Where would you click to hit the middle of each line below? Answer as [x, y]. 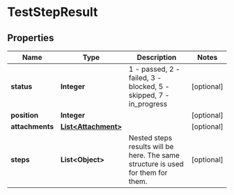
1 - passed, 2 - [154, 69]
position [25, 115]
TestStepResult [53, 12]
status [22, 86]
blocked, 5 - [149, 86]
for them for [148, 173]
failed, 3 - [145, 78]
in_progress [148, 104]
